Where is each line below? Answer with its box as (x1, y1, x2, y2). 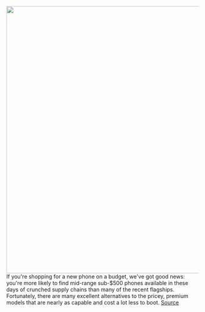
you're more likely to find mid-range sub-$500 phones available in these (6, 280, 189, 286)
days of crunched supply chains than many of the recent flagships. (6, 286, 175, 293)
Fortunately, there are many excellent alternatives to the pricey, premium (6, 292, 189, 299)
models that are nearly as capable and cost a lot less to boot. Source (6, 299, 179, 306)
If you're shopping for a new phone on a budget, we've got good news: (6, 273, 185, 280)
